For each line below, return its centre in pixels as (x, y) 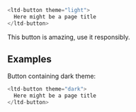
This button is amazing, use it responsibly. (69, 37)
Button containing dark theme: (52, 76)
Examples (29, 59)
